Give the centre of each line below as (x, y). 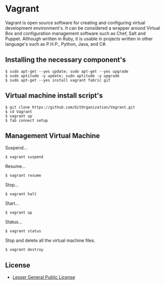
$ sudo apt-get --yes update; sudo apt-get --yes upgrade (67, 71)
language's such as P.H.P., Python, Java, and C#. (56, 44)
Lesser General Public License (44, 277)
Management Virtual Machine (52, 135)
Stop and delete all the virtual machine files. (50, 241)
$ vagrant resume (23, 176)
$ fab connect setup (27, 120)
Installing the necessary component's (65, 60)
